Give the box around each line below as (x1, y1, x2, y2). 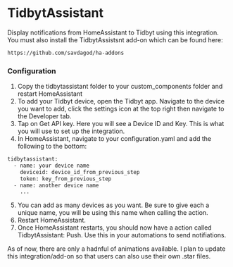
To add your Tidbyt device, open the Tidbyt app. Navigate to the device (17, 97, 225, 106)
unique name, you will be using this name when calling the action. (17, 209, 209, 217)
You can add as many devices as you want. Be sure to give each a (17, 201, 210, 209)
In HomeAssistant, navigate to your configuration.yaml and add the (17, 135, 212, 143)
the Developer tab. (17, 112, 72, 120)
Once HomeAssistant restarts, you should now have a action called (17, 223, 213, 232)
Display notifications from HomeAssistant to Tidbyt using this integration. (7, 28, 220, 37)
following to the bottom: (17, 142, 87, 151)
